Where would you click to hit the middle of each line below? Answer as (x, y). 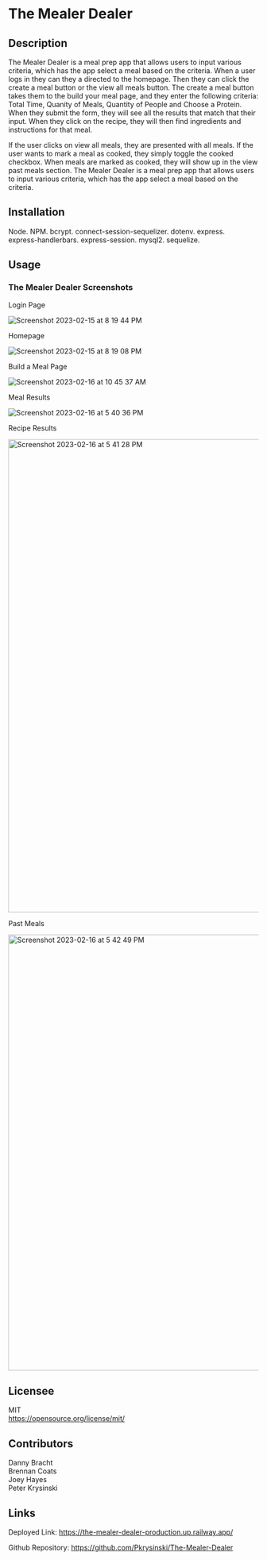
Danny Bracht (31, 1463)
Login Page (27, 305)
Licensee (31, 1391)
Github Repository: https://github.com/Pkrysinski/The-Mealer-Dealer (121, 1547)
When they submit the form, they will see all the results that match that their (132, 113)
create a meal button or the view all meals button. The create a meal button (131, 87)
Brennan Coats (33, 1471)
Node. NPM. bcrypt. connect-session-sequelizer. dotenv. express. (116, 231)
